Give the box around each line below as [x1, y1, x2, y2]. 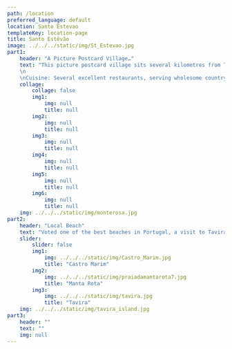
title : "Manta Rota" [43, 280, 104, 287]
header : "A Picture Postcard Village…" [19, 55, 135, 62]
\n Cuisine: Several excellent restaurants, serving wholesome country [19, 74, 227, 82]
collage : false [32, 87, 76, 94]
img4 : [32, 151, 48, 159]
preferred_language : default [7, 17, 91, 23]
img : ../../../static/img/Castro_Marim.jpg [43, 254, 171, 261]
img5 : [32, 171, 48, 178]
